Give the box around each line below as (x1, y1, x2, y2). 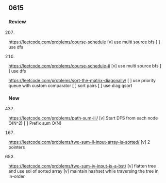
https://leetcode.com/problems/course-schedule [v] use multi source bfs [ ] (8, 39, 160, 45)
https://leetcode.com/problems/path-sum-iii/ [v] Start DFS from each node (8, 115, 158, 121)
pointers (8, 144, 25, 150)
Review (8, 18, 26, 25)
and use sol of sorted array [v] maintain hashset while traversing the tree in (8, 168, 159, 174)
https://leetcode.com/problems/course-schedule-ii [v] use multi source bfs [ (8, 63, 162, 68)
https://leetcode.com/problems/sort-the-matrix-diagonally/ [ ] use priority (8, 77, 156, 83)
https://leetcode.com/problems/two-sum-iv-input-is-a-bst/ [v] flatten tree (8, 163, 156, 169)
